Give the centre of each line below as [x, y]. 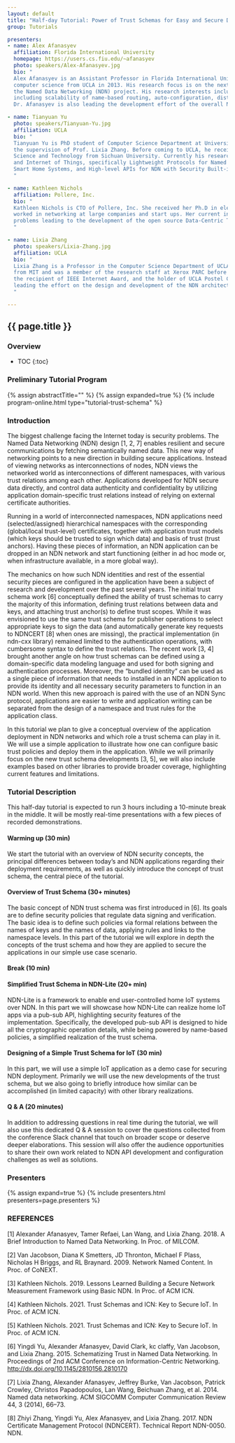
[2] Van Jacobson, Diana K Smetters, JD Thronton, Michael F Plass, [104, 1255]
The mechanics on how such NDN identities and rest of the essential [106, 575]
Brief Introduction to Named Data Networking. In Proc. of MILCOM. [104, 1241]
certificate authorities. [39, 503]
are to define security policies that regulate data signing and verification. [112, 915]
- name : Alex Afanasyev [42, 46]
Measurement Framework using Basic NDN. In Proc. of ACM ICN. [101, 1290]
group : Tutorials [33, 27]
